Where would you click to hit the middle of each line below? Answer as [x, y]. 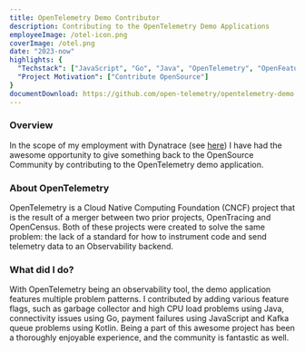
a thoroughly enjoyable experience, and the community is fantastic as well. [149, 337]
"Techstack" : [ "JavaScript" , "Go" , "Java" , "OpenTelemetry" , [136, 69]
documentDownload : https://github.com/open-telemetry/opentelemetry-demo [152, 93]
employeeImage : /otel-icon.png [69, 34]
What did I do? [42, 270]
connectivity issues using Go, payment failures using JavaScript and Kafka [149, 318]
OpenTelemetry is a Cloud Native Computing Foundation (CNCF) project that [152, 208]
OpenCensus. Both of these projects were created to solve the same [138, 227]
